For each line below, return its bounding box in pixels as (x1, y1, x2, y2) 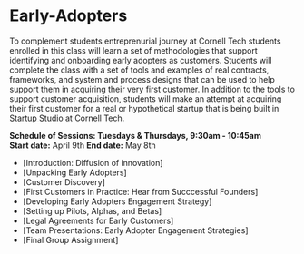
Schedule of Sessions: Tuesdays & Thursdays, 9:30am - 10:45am (9, 130, 261, 141)
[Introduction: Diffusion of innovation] (22, 157, 163, 168)
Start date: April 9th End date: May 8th (9, 140, 156, 151)
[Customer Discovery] (22, 176, 106, 187)
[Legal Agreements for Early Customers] (22, 215, 174, 226)
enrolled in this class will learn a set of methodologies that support (9, 44, 259, 55)
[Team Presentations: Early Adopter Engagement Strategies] (22, 224, 249, 236)
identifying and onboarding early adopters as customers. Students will (9, 54, 272, 65)
